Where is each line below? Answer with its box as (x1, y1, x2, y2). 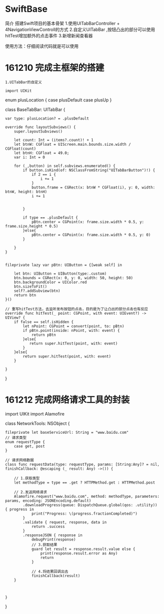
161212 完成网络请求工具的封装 (5, 394, 130, 406)
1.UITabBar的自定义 (5, 80, 42, 85)
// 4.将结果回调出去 (31, 569, 68, 574)
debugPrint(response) (31, 537, 76, 542)
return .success (31, 524, 65, 529)
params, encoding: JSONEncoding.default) (5, 498, 92, 503)
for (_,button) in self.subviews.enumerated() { (14, 163, 116, 168)
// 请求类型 (5, 435, 27, 440)
